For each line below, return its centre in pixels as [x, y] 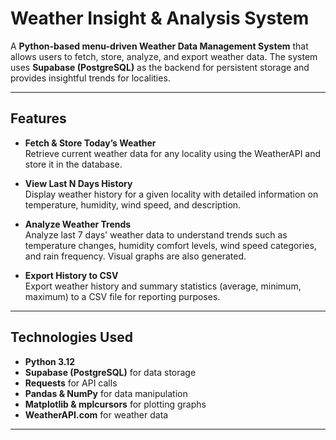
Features [38, 118]
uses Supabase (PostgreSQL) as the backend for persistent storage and [160, 67]
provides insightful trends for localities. [90, 78]
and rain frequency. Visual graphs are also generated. [135, 256]
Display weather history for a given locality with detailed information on [171, 194]
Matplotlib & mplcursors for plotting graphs [115, 404]
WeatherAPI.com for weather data [96, 414]
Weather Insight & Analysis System [160, 18]
